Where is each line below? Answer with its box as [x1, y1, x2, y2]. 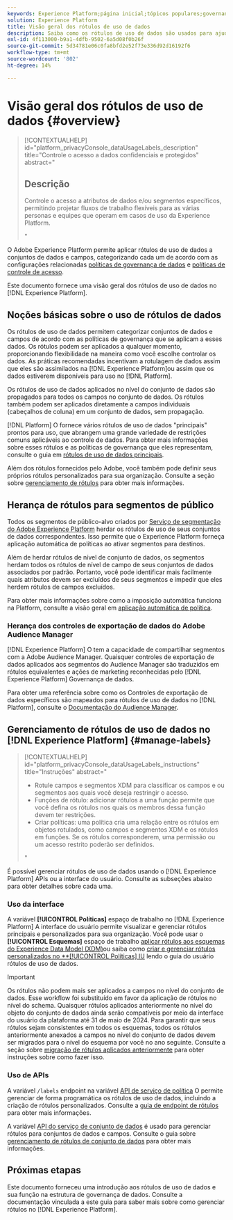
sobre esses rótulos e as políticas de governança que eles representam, [7, 443, 214, 452]
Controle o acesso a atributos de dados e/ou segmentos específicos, [24, 196, 222, 205]
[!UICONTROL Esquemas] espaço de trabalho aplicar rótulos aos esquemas [7, 937, 225, 946]
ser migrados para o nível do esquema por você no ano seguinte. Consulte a [7, 1038, 226, 1047]
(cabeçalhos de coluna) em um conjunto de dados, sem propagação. [7, 408, 205, 416]
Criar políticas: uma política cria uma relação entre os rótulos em [34, 818, 220, 827]
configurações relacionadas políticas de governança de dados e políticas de [7, 260, 225, 269]
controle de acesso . [7, 268, 64, 276]
